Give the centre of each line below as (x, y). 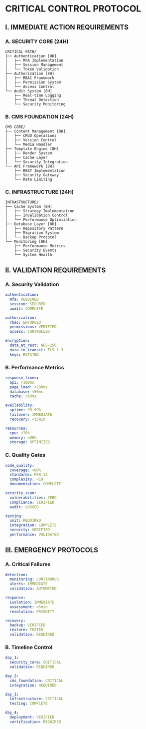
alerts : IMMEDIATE (29, 584)
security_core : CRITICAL (35, 663)
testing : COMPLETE (29, 704)
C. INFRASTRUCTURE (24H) (39, 192)
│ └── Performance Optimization (41, 220)
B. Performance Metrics (35, 367)
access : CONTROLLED (30, 332)
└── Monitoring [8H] (27, 242)
